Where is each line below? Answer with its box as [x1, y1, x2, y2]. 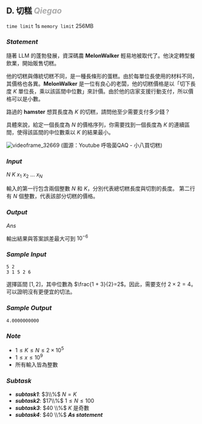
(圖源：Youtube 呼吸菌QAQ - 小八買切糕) [61, 142, 163, 149]
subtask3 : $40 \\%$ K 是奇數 [15, 404, 90, 411]
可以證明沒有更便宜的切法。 [6, 288, 76, 296]
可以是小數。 [11, 95, 44, 103]
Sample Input [6, 250, 47, 259]
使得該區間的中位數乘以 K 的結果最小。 [16, 129, 114, 136]
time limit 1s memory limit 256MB [6, 22, 94, 29]
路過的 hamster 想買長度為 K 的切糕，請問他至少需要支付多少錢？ [6, 108, 170, 115]
